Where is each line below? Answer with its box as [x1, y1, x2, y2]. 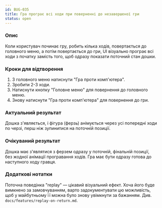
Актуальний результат [5, 109, 61, 116]
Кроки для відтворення [5, 65, 63, 72]
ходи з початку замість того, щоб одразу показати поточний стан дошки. [5, 53, 156, 59]
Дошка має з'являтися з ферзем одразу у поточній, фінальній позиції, [5, 148, 150, 154]
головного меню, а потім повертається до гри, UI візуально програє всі [5, 48, 154, 54]
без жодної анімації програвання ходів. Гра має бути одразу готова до [5, 154, 152, 160]
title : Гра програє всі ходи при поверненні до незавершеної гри [5, 12, 139, 16]
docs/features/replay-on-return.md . [5, 197, 78, 203]
